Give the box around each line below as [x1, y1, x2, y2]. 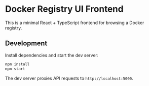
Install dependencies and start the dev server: [5, 52, 99, 58]
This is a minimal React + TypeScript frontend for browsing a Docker [5, 20, 145, 26]
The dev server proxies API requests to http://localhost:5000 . [5, 75, 133, 81]
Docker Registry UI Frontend [5, 3, 124, 15]
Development [5, 39, 48, 48]
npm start [5, 66, 26, 71]
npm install [5, 61, 30, 67]
